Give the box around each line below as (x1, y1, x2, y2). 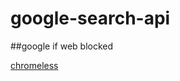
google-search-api (10, 7, 171, 30)
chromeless (10, 59, 59, 71)
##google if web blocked (10, 40, 114, 52)
